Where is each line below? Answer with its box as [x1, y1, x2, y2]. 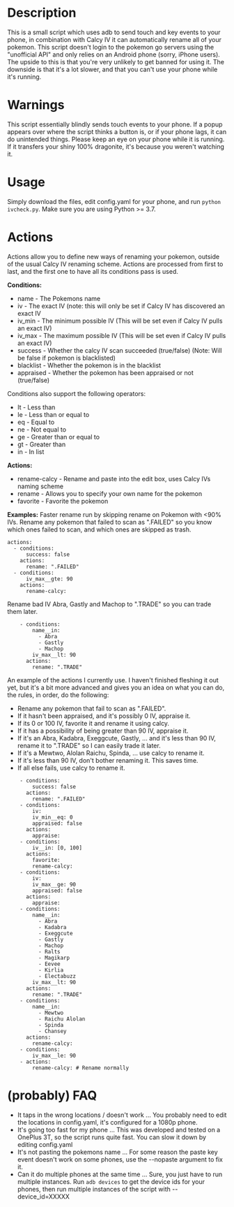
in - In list [17, 447, 45, 455]
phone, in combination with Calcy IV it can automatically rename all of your [7, 35, 221, 43]
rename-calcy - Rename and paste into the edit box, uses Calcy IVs [17, 474, 211, 483]
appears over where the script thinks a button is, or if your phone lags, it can [7, 127, 227, 136]
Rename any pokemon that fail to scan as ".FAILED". [17, 704, 166, 712]
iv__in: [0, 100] [32, 844, 82, 851]
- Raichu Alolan [38, 1015, 86, 1023]
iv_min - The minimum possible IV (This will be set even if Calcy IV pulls [17, 316, 223, 325]
